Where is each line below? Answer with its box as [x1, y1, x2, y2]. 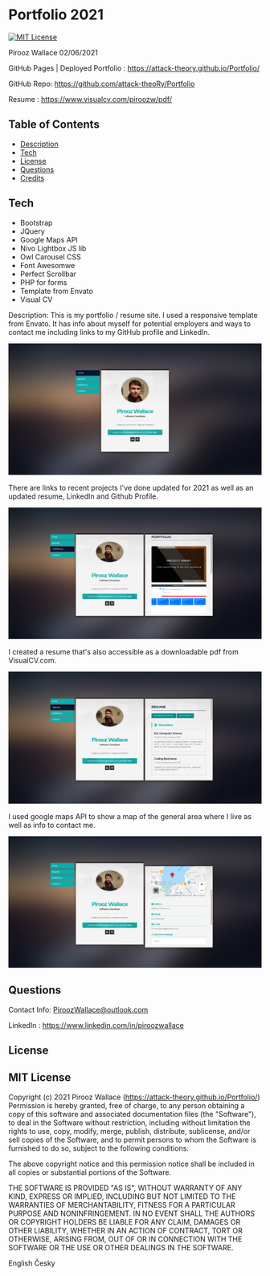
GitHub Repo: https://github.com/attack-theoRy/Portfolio [8, 79, 195, 88]
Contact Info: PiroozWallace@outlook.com [8, 1005, 149, 1014]
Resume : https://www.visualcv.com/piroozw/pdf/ [8, 94, 173, 104]
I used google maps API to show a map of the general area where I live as [8, 811, 252, 821]
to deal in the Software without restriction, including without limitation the [8, 1118, 251, 1127]
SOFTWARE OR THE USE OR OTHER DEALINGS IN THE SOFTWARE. [8, 1242, 234, 1252]
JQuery [19, 226, 46, 236]
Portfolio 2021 [8, 6, 104, 24]
